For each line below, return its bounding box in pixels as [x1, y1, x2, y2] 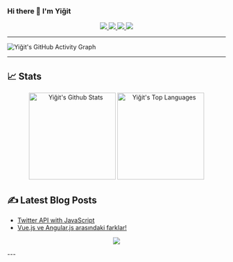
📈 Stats [7, 70, 42, 82]
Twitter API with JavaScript [17, 215, 95, 224]
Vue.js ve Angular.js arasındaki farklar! [17, 223, 127, 231]
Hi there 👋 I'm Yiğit [7, 6, 71, 16]
